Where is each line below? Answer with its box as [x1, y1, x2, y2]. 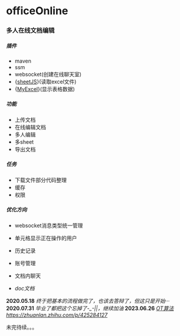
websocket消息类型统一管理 [14, 222, 83, 229]
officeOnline [6, 4, 68, 18]
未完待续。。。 [6, 324, 37, 331]
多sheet [14, 138, 34, 146]
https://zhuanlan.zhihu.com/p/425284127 [6, 311, 108, 318]
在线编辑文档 [14, 124, 46, 131]
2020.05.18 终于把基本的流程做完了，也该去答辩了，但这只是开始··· [6, 297, 170, 304]
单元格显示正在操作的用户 [14, 234, 77, 241]
